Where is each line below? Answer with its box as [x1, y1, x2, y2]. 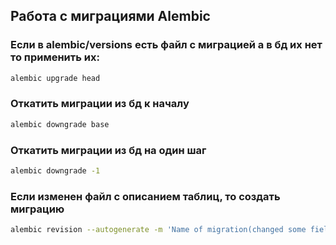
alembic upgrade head [10, 73, 101, 83]
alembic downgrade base [10, 119, 110, 129]
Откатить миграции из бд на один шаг [10, 143, 207, 157]
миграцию [10, 202, 65, 216]
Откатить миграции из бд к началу [10, 97, 190, 111]
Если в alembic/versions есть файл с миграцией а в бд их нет [10, 38, 323, 52]
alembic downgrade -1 [10, 166, 101, 176]
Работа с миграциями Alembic [10, 8, 211, 25]
